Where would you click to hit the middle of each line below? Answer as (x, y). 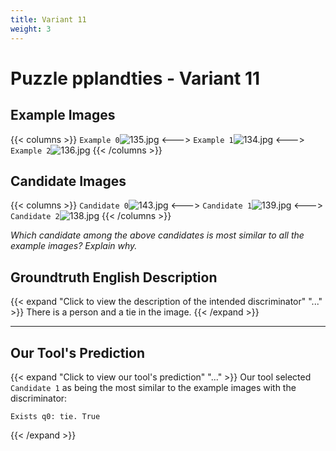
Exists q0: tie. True (55, 416)
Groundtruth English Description (114, 277)
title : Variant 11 (48, 19)
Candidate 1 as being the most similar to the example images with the (153, 387)
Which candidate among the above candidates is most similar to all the (157, 235)
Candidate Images (68, 181)
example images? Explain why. (74, 246)
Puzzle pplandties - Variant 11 (135, 78)
